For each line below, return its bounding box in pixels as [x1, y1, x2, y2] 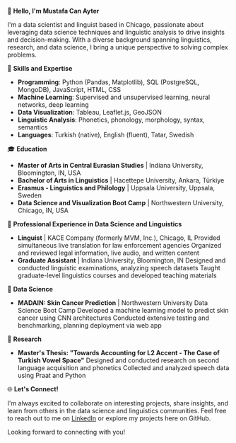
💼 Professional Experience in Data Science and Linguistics [7, 220, 182, 228]
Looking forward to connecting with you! [7, 428, 126, 436]
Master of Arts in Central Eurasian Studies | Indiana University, [17, 161, 203, 169]
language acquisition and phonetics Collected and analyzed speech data [17, 364, 230, 372]
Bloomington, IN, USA [17, 168, 81, 177]
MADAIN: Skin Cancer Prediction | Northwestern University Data [17, 299, 208, 307]
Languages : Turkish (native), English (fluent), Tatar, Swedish [17, 131, 194, 139]
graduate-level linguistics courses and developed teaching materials [17, 271, 217, 280]
